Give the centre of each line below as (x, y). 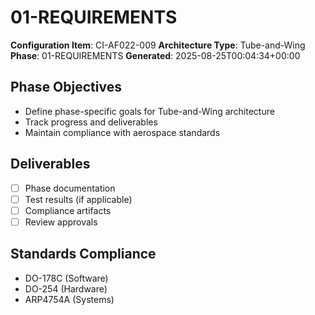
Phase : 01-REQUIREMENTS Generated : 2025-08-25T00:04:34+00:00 (155, 55)
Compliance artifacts (68, 210)
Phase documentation (70, 188)
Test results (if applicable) (78, 199)
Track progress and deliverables (91, 122)
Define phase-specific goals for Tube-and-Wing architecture (149, 111)
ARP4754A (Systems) (69, 299)
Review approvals (61, 222)
